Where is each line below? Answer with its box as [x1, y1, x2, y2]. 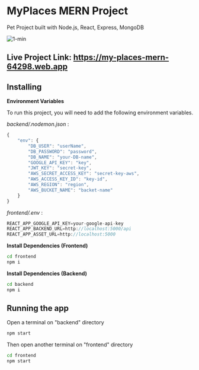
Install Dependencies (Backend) [7, 270, 88, 277]
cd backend [7, 281, 34, 287]
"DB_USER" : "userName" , [28, 143, 86, 149]
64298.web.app [7, 62, 68, 72]
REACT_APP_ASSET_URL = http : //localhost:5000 [7, 231, 116, 238]
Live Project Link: [7, 52, 72, 63]
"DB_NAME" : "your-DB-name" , [28, 154, 97, 160]
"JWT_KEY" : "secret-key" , [28, 165, 92, 171]
